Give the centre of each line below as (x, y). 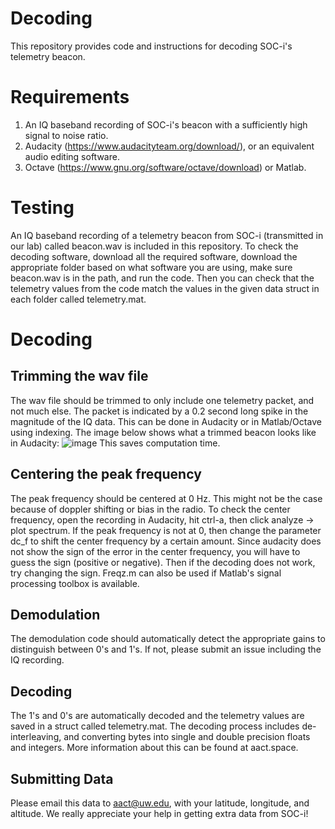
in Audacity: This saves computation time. (115, 443)
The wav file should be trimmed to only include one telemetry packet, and (162, 400)
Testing (42, 208)
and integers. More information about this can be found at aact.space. (154, 748)
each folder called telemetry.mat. (78, 299)
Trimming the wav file (79, 376)
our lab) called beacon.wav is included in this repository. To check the (154, 246)
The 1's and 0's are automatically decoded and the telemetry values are (157, 716)
